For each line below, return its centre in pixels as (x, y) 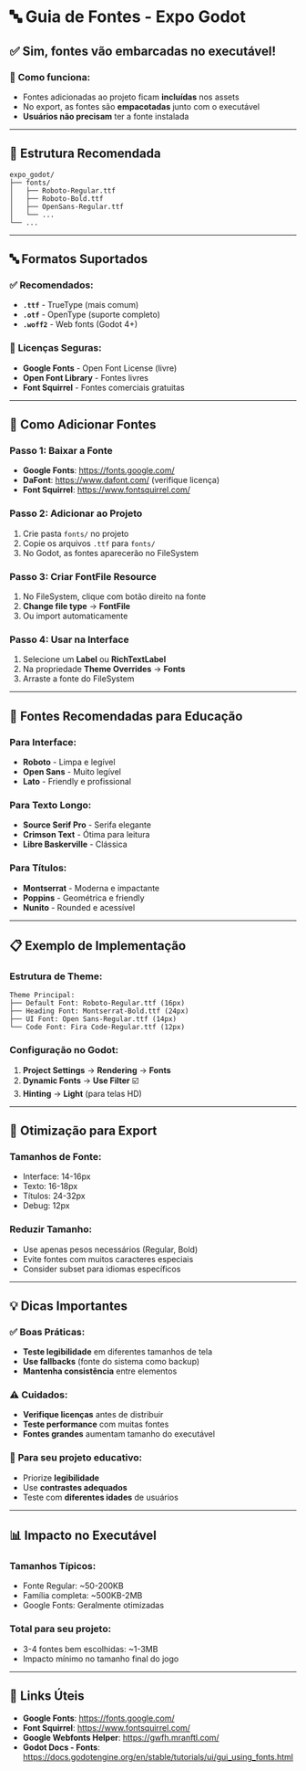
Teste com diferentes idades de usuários (101, 1497)
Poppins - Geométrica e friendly (83, 898)
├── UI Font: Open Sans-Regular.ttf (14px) (93, 1019)
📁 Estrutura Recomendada (85, 154)
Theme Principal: (42, 996)
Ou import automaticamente (75, 616)
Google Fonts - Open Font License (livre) (100, 368)
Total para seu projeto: (61, 1629)
